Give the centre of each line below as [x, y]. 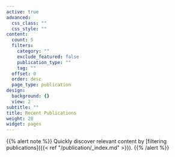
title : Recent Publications [41, 113]
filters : [23, 46]
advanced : [19, 18]
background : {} [31, 96]
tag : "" [26, 68]
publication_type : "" [44, 62]
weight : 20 [20, 118]
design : [16, 91]
